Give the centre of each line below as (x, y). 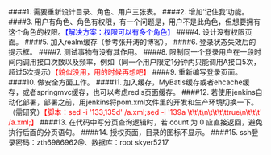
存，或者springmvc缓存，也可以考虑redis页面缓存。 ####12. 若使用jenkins (132, 92)
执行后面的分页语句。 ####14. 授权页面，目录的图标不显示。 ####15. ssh (130, 132)
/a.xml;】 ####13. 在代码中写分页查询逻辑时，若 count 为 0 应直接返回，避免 (135, 122)
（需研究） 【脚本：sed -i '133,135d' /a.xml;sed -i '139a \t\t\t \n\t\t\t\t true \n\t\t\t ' (135, 112)
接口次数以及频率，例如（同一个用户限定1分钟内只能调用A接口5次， (148, 62)
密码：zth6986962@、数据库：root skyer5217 (92, 142)
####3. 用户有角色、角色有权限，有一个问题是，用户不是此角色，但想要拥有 (134, 22)
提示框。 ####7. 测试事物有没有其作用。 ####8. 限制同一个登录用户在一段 (131, 52)
